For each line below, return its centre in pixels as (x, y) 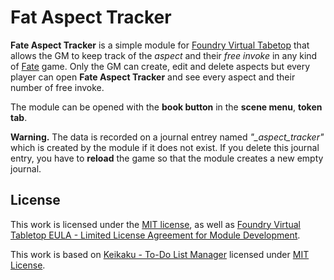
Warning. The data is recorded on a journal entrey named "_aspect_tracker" (167, 137)
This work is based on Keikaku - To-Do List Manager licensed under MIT (160, 254)
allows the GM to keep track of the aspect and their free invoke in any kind (164, 55)
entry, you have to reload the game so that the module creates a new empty (167, 158)
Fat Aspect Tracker (91, 17)
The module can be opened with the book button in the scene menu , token (166, 107)
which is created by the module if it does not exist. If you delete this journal (165, 147)
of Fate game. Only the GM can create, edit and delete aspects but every (160, 66)
